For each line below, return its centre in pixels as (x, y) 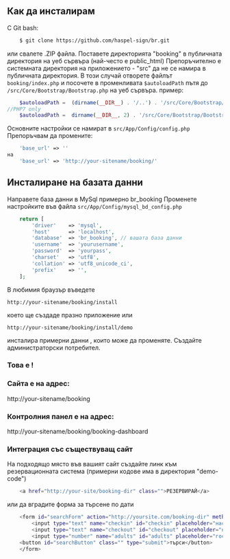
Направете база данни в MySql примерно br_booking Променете (102, 199)
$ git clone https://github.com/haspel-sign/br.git (94, 41)
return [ (32, 219)
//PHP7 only (24, 109)
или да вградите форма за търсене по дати (71, 505)
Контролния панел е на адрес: (61, 416)
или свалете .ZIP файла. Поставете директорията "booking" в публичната (115, 54)
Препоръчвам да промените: (50, 136)
